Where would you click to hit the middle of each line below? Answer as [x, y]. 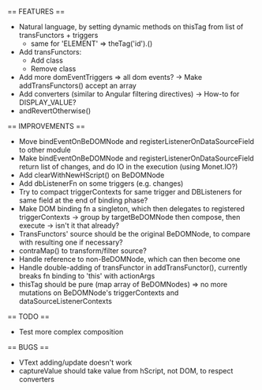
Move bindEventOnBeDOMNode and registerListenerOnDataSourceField [136, 141]
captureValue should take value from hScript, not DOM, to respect [126, 371]
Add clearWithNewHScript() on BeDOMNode [92, 175]
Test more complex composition [71, 332]
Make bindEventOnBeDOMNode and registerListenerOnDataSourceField [136, 158]
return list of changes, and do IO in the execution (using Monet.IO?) [128, 167]
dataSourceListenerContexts [65, 301]
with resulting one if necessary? [71, 242]
